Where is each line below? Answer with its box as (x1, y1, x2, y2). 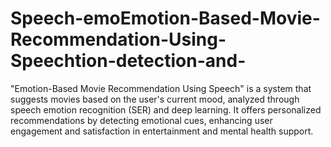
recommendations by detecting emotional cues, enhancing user (10, 114, 273, 126)
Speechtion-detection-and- (10, 50, 247, 72)
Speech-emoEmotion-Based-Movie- (10, 7, 321, 30)
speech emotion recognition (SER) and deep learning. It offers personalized (10, 103, 322, 116)
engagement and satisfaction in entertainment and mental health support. (10, 125, 314, 137)
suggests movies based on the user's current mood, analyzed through (10, 93, 300, 105)
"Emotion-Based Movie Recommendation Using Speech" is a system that (10, 82, 312, 94)
